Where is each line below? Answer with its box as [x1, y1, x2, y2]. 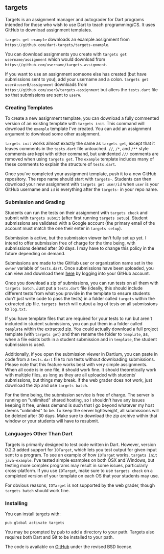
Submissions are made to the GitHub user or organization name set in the [5, 260, 153, 266]
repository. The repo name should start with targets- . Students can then [5, 176, 152, 182]
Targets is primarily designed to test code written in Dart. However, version [5, 441, 156, 448]
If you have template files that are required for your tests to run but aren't [5, 316, 153, 321]
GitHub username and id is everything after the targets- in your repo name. [5, 186, 158, 192]
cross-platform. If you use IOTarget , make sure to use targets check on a [5, 468, 153, 474]
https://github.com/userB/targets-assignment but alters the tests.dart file [5, 86, 158, 92]
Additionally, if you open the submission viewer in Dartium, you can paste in [5, 351, 158, 357]
